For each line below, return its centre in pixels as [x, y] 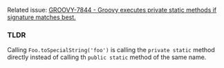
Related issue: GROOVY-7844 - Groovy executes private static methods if [112, 10]
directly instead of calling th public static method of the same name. [107, 57]
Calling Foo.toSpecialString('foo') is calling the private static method [111, 50]
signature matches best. [41, 17]
